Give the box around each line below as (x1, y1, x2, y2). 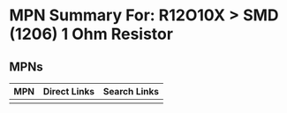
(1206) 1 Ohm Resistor (9, 24, 174, 44)
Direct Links (42, 86, 95, 97)
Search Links (102, 86, 160, 97)
